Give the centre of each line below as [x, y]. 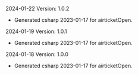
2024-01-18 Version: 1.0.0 [37, 54]
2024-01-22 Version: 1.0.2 [37, 9]
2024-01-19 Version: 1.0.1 [36, 31]
